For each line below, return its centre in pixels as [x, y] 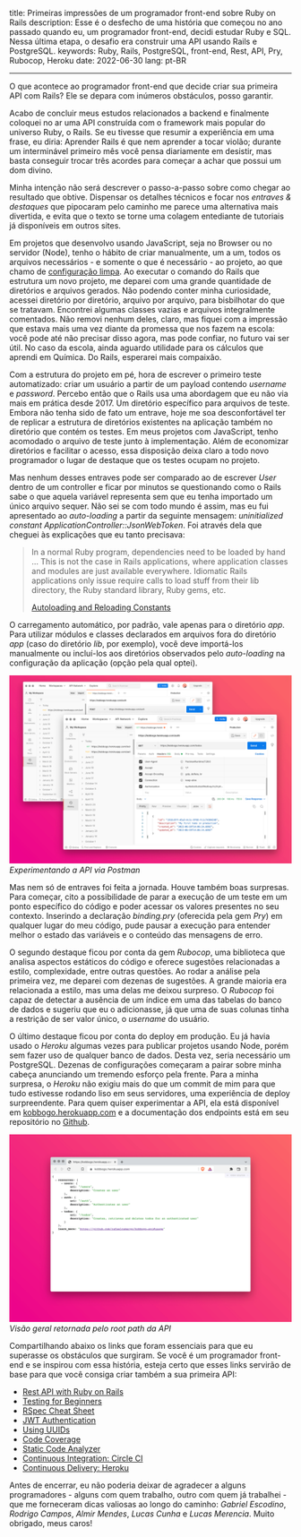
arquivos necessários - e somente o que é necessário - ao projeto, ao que [146, 262]
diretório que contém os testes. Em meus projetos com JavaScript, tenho [144, 432]
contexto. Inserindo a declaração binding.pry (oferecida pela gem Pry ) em [146, 915]
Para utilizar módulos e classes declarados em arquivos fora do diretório [143, 634]
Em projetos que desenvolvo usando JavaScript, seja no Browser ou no [141, 243]
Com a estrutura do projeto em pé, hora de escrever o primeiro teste [135, 374]
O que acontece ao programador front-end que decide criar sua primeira [144, 86]
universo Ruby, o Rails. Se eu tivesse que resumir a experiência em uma [142, 132]
